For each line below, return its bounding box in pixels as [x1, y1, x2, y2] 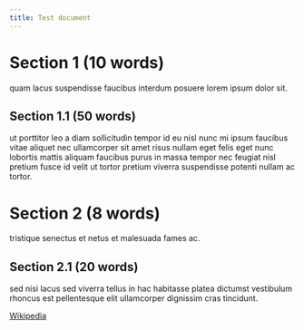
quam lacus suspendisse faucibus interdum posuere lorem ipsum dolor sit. [9, 82, 289, 93]
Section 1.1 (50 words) [9, 108, 136, 123]
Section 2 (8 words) [9, 203, 161, 223]
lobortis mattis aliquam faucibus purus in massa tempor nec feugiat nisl [9, 151, 277, 163]
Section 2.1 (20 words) [9, 259, 139, 275]
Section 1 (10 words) [9, 52, 165, 73]
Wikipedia [9, 310, 47, 322]
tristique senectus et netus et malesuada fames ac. [9, 233, 201, 244]
